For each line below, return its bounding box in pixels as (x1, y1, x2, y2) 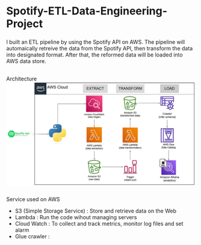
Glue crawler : (14, 233, 50, 240)
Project (6, 17, 43, 31)
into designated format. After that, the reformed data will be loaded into (6, 51, 183, 58)
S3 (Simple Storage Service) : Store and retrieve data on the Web (14, 207, 176, 214)
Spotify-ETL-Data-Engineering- (6, 4, 167, 18)
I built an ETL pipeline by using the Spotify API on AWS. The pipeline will (6, 38, 185, 46)
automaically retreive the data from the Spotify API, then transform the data (6, 45, 193, 52)
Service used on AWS (6, 196, 60, 203)
